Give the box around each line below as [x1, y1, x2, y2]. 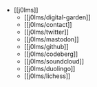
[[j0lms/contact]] [23, 21, 72, 28]
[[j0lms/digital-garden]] [23, 13, 91, 21]
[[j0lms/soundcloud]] [23, 57, 85, 65]
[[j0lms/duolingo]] [23, 65, 76, 72]
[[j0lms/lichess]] [23, 72, 71, 80]
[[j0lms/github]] [23, 43, 69, 50]
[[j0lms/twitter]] [23, 28, 69, 36]
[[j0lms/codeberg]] [23, 50, 78, 58]
